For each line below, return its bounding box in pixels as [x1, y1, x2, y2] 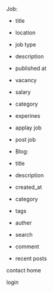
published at [15, 64, 47, 72]
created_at [15, 183, 42, 191]
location [15, 29, 36, 36]
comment [15, 243, 40, 250]
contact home [6, 267, 41, 274]
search [15, 231, 33, 238]
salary [15, 88, 31, 96]
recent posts [15, 255, 48, 262]
